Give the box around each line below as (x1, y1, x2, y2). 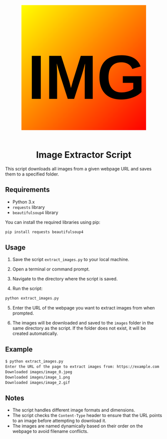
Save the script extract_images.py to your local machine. (12, 256, 130, 262)
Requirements (5, 185, 50, 194)
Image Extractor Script (36, 149, 132, 160)
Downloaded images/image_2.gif (5, 380, 70, 385)
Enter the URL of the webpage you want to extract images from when (12, 305, 155, 311)
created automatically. (12, 330, 58, 336)
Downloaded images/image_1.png (5, 374, 70, 379)
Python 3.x (12, 198, 35, 204)
